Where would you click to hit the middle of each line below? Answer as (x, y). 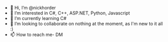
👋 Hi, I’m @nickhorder (33, 8)
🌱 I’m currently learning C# (38, 18)
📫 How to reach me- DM (36, 34)
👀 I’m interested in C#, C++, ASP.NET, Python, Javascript (70, 13)
